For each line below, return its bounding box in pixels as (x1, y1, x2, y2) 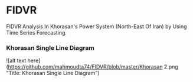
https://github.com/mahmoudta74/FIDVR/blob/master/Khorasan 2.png (8, 63, 178, 70)
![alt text (6, 57, 27, 64)
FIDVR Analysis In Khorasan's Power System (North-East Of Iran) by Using (6, 23, 187, 30)
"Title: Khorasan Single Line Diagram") (6, 70, 100, 77)
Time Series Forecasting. (6, 29, 67, 36)
